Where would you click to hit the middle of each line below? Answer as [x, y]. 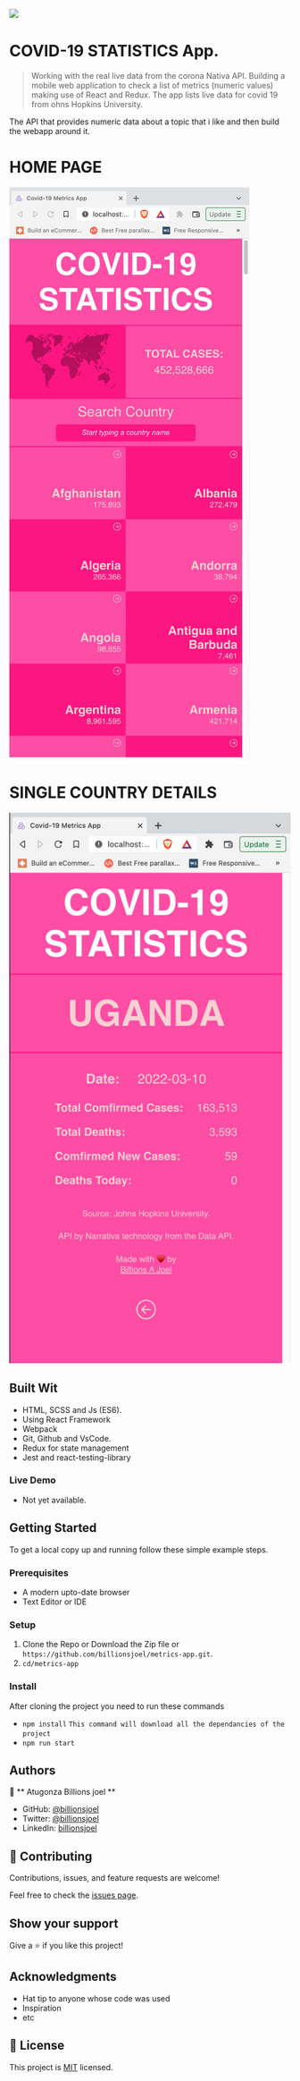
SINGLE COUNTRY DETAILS [113, 793]
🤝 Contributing [51, 1856]
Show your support [64, 1923]
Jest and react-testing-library [76, 1457]
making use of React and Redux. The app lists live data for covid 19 [154, 95]
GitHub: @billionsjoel [61, 1809]
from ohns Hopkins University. [87, 104]
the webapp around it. [50, 131]
